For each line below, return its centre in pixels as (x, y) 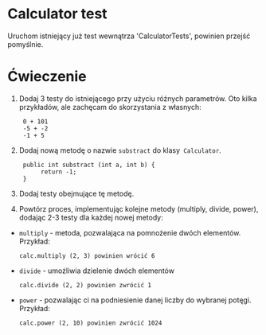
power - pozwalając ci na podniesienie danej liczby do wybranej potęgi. (135, 300)
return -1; (59, 172)
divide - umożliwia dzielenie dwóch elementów (96, 271)
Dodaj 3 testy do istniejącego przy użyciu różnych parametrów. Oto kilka (138, 98)
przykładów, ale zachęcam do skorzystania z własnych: (110, 107)
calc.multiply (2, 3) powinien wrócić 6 (87, 255)
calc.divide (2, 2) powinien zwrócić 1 (85, 285)
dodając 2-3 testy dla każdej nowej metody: (91, 217)
